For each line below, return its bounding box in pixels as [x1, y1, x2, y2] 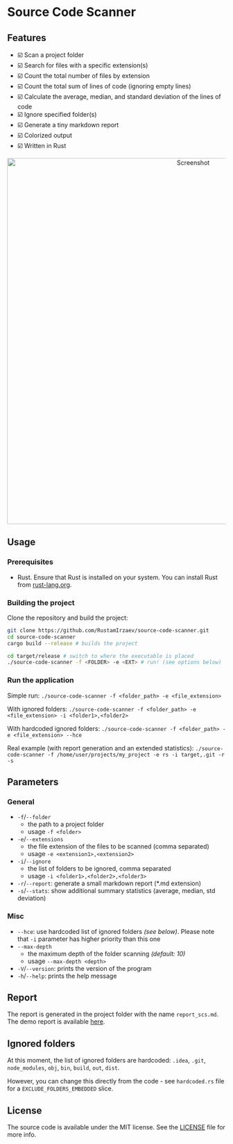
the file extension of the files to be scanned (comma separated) [27, 842, 209, 851]
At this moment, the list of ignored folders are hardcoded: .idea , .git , [7, 1056, 206, 1065]
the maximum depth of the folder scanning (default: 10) [27, 949, 186, 958]
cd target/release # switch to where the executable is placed [7, 652, 194, 659]
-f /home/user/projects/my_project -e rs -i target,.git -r [47, 751, 225, 758]
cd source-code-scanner [7, 634, 76, 641]
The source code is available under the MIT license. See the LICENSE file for [7, 1123, 225, 1131]
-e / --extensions [17, 835, 64, 844]
